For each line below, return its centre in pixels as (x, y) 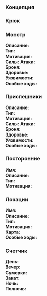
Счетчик (16, 251)
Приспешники (24, 97)
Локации (17, 199)
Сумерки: (16, 273)
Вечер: (13, 267)
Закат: (13, 278)
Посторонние (23, 159)
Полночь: (16, 289)
